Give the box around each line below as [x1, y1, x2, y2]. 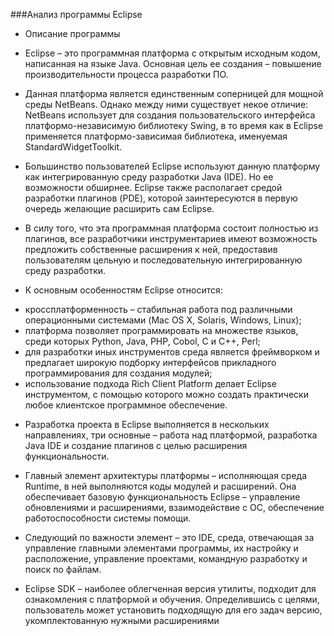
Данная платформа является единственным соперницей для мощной [24, 88, 324, 99]
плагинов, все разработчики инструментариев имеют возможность [24, 233, 318, 244]
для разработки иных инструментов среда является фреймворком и [24, 346, 320, 358]
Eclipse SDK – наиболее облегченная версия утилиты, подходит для [24, 583, 317, 594]
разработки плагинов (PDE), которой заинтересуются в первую [24, 192, 298, 204]
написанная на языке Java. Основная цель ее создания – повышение [24, 58, 322, 69]
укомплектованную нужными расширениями [24, 615, 220, 626]
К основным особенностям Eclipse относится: [24, 284, 223, 296]
